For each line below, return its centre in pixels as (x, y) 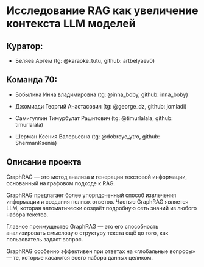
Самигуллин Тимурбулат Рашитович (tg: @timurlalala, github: (94, 118)
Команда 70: (32, 80)
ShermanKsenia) (36, 143)
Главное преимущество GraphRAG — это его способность (83, 226)
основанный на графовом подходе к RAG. (61, 183)
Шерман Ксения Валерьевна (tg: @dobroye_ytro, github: (87, 136)
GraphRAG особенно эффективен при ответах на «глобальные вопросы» (101, 251)
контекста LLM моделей (71, 23)
